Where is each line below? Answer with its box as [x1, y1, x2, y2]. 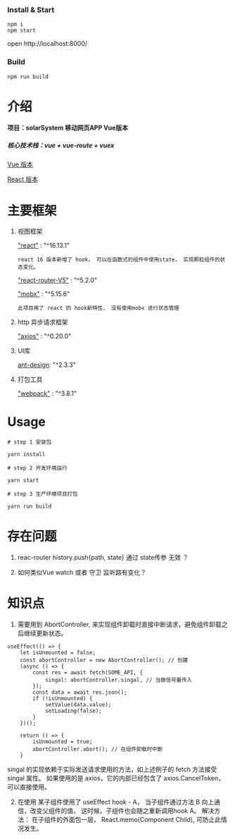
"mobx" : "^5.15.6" [17, 290, 70, 298]
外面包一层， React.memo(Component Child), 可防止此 [62, 816, 222, 824]
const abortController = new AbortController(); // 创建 [20, 657, 189, 664]
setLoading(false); [44, 707, 102, 715]
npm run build [7, 73, 49, 80]
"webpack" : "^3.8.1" [17, 389, 77, 398]
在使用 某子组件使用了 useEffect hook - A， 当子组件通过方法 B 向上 [17, 798, 215, 807]
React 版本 [7, 175, 39, 184]
